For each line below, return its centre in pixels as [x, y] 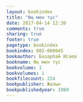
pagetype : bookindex [32, 46]
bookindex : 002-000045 [35, 51]
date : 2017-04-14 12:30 [36, 23]
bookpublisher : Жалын [34, 85]
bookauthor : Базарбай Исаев [42, 56]
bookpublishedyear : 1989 [38, 90]
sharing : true [24, 34]
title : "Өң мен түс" [32, 17]
